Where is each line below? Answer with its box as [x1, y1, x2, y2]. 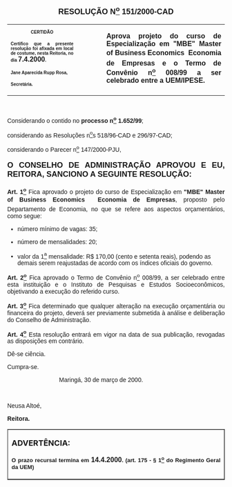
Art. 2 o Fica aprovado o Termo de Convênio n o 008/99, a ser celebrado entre [7, 272, 226, 281]
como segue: [7, 212, 43, 220]
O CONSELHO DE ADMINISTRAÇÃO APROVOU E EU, [7, 160, 225, 170]
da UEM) [11, 463, 35, 470]
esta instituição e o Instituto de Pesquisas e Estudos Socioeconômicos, [7, 280, 225, 288]
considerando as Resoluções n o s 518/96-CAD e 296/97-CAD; [7, 130, 173, 139]
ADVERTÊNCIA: [11, 438, 70, 448]
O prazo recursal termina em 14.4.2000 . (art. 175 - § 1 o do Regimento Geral [11, 455, 221, 464]
